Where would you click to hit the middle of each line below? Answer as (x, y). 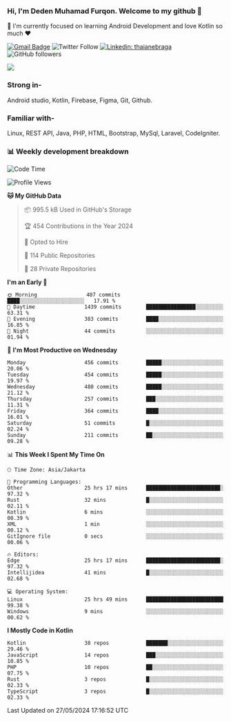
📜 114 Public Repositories (59, 256)
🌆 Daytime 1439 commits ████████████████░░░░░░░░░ (115, 307)
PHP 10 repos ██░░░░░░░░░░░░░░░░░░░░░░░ (115, 667)
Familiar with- (31, 118)
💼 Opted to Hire (46, 242)
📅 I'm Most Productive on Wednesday (62, 350)
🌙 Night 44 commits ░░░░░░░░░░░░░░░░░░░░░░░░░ (115, 331)
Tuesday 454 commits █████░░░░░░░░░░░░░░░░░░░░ (115, 375)
